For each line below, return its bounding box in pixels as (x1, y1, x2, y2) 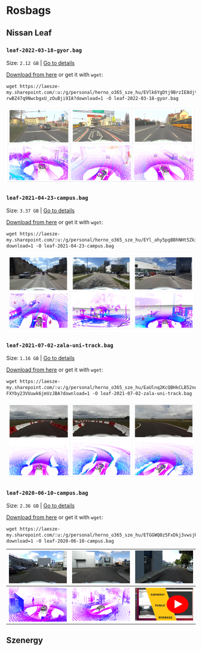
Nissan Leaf (6, 28, 52, 38)
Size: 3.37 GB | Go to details (6, 207, 75, 214)
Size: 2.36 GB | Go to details (6, 502, 75, 509)
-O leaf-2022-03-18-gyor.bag (105, 95, 179, 101)
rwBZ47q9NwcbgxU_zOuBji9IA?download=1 (6, 95, 103, 101)
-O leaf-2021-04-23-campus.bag (35, 243, 114, 249)
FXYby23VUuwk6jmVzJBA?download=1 (6, 390, 90, 396)
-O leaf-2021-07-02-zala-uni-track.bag (92, 390, 192, 396)
